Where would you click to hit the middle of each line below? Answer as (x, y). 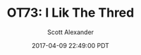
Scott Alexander (70, 32)
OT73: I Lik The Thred (70, 13)
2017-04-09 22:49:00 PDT (70, 45)
